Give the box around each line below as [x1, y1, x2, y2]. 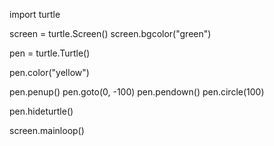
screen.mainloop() [9, 125, 85, 136]
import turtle [9, 9, 61, 20]
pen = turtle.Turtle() [9, 47, 91, 59]
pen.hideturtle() [9, 105, 74, 117]
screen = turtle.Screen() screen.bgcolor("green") [9, 28, 212, 39]
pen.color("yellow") [9, 67, 90, 78]
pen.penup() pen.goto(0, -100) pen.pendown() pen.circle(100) [9, 86, 265, 98]
